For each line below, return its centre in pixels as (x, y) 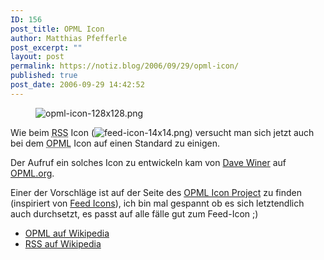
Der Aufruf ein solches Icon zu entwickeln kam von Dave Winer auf (148, 162)
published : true (44, 76)
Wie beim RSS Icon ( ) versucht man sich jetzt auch (162, 132)
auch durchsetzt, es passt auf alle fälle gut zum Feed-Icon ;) (134, 213)
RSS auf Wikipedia (63, 243)
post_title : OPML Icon (57, 29)
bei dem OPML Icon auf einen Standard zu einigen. (115, 143)
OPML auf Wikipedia (67, 233)
